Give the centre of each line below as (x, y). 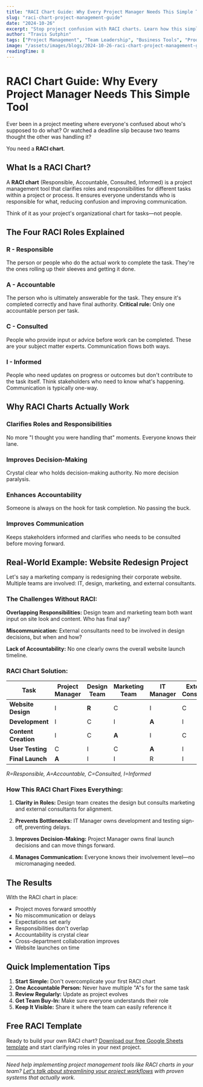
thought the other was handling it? (49, 136)
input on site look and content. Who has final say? (68, 619)
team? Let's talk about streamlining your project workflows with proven (95, 1071)
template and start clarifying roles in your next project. (74, 1047)
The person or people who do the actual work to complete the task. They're (100, 263)
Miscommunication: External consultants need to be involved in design (95, 630)
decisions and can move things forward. (65, 845)
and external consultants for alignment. (64, 809)
